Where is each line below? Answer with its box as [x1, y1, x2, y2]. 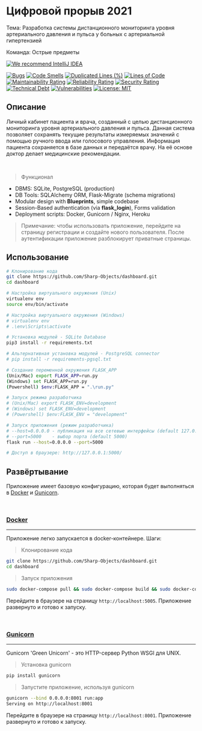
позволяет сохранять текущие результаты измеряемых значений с [6, 130, 179, 138]
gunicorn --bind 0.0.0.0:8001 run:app [6, 696, 103, 702]
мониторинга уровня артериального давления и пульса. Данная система [6, 124, 195, 132]
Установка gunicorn [20, 661, 72, 668]
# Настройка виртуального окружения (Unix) [6, 290, 117, 296]
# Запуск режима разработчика [6, 395, 82, 401]
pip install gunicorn [6, 673, 61, 679]
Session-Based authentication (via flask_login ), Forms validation [14, 204, 176, 211]
